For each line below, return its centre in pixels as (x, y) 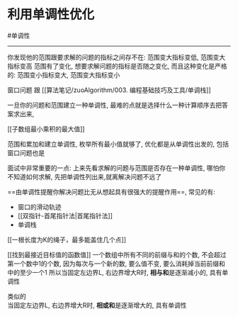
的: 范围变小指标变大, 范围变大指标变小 (64, 74)
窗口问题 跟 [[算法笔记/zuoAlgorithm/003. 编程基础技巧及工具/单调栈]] (109, 90)
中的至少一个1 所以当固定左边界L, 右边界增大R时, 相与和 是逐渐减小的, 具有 (115, 272)
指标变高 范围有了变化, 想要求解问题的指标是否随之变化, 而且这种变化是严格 (117, 66)
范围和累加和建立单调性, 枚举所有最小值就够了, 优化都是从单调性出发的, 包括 (118, 144)
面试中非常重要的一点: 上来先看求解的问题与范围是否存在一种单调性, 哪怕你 (116, 168)
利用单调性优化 (51, 15)
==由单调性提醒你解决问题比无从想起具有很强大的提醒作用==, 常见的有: (112, 191)
